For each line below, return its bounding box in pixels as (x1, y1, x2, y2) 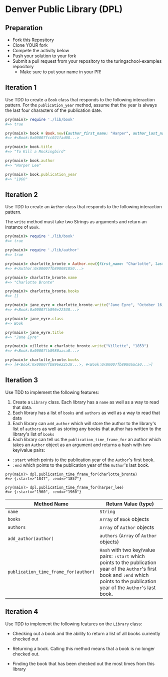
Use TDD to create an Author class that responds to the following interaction (5, 204, 162, 210)
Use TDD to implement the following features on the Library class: (5, 621, 142, 627)
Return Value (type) (105, 500, 154, 507)
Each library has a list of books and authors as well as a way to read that (12, 410, 160, 416)
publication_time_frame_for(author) (7, 569, 95, 575)
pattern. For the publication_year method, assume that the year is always (5, 102, 157, 108)
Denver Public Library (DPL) (5, 4, 123, 15)
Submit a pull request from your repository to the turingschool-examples (12, 58, 162, 64)
